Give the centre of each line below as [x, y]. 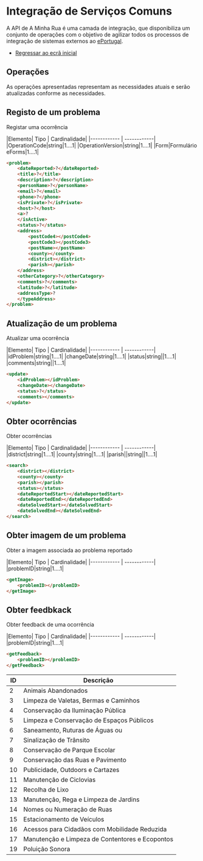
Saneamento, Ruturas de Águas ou [73, 730]
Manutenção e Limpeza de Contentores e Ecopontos [98, 839]
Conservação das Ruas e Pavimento [75, 760]
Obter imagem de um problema [66, 535]
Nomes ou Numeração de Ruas [68, 809]
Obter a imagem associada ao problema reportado [69, 550]
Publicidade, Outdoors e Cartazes [71, 770]
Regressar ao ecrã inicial [46, 52]
